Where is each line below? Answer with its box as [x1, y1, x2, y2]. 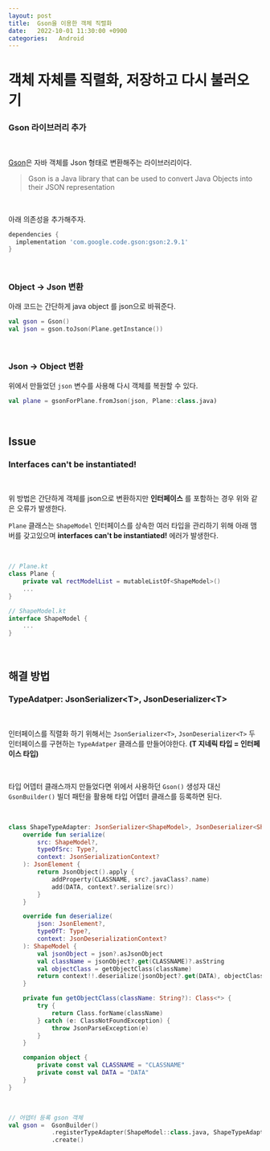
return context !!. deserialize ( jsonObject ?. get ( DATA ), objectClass [37, 972, 264, 980]
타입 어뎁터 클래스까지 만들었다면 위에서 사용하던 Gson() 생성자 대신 [8, 781, 221, 791]
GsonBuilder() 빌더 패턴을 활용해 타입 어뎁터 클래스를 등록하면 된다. [8, 791, 223, 801]
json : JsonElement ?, [37, 920, 106, 928]
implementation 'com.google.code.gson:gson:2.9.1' [15, 238, 189, 246]
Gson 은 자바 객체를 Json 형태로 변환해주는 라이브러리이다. [8, 158, 192, 167]
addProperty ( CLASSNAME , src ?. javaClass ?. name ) [51, 875, 211, 883]
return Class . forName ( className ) [51, 1009, 163, 1017]
